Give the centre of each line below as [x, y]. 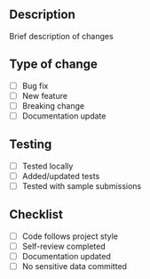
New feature [45, 95]
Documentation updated [66, 256]
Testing [31, 145]
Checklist [36, 214]
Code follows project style [70, 236]
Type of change [53, 65]
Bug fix [35, 86]
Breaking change [53, 105]
